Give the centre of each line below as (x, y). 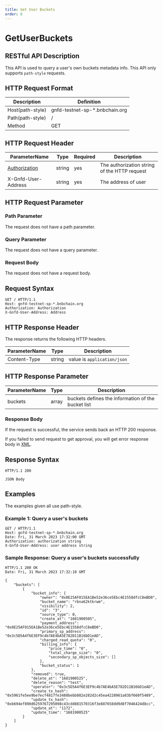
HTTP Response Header (42, 327)
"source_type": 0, (58, 615)
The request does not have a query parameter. (52, 250)
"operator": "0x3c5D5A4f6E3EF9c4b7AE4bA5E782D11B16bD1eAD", (93, 687)
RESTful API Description (42, 56)
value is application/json (98, 359)
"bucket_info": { (49, 593)
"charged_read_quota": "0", (68, 640)
